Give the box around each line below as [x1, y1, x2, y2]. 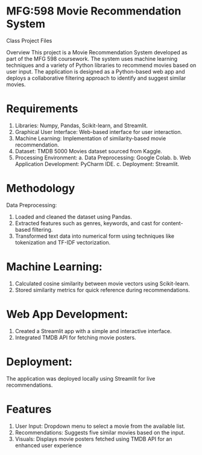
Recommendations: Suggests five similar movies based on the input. [14, 428, 185, 436]
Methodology [6, 182, 75, 196]
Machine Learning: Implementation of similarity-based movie [14, 135, 166, 142]
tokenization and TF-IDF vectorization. [14, 238, 111, 246]
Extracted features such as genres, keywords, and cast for [14, 219, 161, 227]
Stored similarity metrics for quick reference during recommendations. [14, 286, 191, 293]
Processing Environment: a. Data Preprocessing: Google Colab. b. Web [14, 154, 191, 161]
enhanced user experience [14, 442, 82, 449]
